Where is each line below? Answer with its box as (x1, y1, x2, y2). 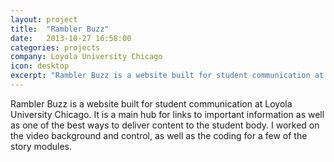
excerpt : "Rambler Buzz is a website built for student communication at (10, 71, 325, 81)
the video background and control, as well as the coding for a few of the (10, 129, 308, 141)
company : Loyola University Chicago (10, 52, 163, 62)
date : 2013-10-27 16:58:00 (10, 33, 132, 43)
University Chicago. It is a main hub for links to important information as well (10, 108, 325, 120)
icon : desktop (10, 61, 70, 71)
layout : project (10, 14, 78, 25)
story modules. (10, 140, 73, 152)
